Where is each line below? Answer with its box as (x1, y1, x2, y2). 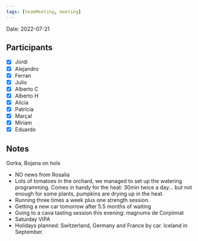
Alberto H (14, 92, 39, 99)
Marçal (14, 112, 32, 120)
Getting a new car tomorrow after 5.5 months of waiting (14, 203, 151, 210)
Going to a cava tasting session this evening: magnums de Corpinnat (14, 209, 184, 216)
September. (14, 228, 44, 235)
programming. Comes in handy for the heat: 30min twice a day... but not (14, 184, 193, 191)
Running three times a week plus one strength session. (14, 196, 150, 203)
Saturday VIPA (14, 215, 51, 222)
